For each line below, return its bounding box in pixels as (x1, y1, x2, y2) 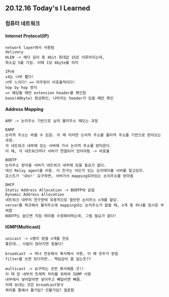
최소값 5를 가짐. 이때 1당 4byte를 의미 (5, 60, 79, 65)
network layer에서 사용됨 (5, 45, 54, 50)
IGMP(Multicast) (5, 224, 41, 230)
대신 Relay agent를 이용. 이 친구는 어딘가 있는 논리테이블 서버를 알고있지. (5, 168, 145, 173)
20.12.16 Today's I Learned (5, 4, 90, 13)
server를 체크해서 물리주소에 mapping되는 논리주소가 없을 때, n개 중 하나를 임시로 (5, 202, 159, 208)
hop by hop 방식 (5, 85, 37, 90)
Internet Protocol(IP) (5, 33, 49, 39)
